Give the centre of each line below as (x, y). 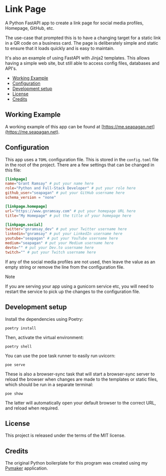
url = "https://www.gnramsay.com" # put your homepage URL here (70, 211)
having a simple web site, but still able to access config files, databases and (82, 63)
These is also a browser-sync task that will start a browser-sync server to (80, 374)
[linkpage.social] (24, 225)
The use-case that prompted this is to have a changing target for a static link (83, 38)
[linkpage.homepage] (26, 206)
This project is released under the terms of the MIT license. (65, 435)
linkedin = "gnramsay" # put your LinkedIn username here (64, 234)
